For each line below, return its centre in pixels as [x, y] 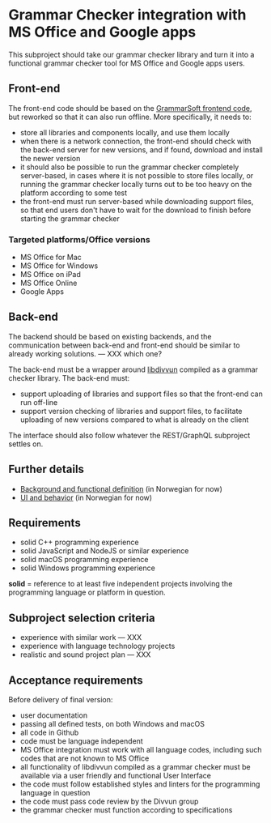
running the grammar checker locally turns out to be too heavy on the [136, 184]
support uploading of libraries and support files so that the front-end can [141, 394]
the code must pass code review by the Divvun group [109, 802]
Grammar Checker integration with [127, 15]
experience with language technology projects [97, 646]
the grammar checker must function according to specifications [126, 810]
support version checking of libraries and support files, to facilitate [131, 411]
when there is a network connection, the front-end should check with [135, 141]
